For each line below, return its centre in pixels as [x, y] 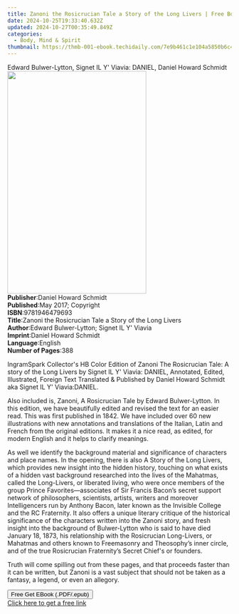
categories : [25, 34]
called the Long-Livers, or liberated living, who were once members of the [116, 483]
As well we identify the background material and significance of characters [117, 452]
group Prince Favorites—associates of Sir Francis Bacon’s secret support [115, 490]
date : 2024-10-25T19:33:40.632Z [55, 21]
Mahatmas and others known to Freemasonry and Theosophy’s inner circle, [118, 543]
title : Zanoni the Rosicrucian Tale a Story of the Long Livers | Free [116, 14]
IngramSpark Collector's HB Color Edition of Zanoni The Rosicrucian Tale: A [118, 364]
